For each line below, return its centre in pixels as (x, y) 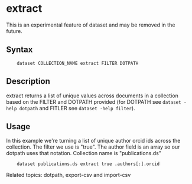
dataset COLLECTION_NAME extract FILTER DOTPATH (78, 63)
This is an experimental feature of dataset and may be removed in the (91, 25)
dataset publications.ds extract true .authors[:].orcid (88, 164)
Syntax (19, 50)
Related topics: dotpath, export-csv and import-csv (69, 175)
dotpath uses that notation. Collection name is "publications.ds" (84, 153)
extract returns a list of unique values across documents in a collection (92, 96)
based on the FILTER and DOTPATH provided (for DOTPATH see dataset (94, 101)
